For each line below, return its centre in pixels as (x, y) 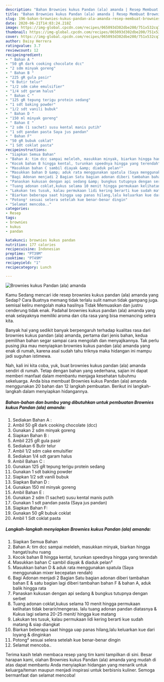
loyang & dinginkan (32, 635)
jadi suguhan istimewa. (28, 356)
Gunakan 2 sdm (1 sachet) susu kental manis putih (63, 498)
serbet (19, 598)
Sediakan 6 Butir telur (34, 445)
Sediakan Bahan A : (32, 420)
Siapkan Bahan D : (31, 482)
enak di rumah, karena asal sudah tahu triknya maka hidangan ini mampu (79, 350)
